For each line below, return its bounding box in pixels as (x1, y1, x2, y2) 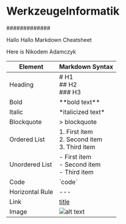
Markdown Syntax (58, 62, 114, 71)
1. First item (58, 127, 93, 136)
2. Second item (58, 135, 102, 144)
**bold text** (58, 97, 100, 106)
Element (19, 62, 44, 71)
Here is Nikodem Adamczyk (6, 47, 76, 55)
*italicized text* (58, 108, 105, 116)
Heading (9, 80, 34, 89)
